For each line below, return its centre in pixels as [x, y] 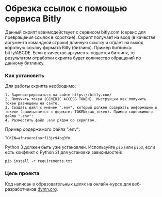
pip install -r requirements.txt [39, 161]
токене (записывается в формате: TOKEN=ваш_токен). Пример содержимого [79, 112]
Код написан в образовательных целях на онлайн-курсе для [68, 184]
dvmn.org [47, 189]
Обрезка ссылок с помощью [66, 8]
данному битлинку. [25, 63]
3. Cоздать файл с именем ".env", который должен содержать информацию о [81, 108]
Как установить [25, 76]
